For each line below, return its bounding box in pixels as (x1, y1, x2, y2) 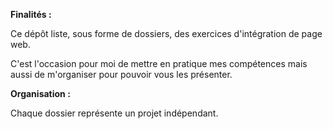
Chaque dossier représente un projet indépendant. (10, 107, 219, 119)
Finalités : (10, 9, 52, 20)
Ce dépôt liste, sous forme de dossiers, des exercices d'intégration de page (10, 28, 323, 39)
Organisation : (10, 88, 71, 99)
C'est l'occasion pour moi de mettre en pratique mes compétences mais (10, 58, 308, 69)
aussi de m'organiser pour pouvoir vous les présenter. (10, 69, 233, 80)
